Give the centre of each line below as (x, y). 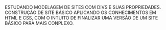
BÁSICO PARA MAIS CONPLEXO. (39, 23)
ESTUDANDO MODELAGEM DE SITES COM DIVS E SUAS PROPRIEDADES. (83, 7)
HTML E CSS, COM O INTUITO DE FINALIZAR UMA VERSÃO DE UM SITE (81, 18)
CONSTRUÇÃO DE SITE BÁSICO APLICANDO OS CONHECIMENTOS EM (80, 12)
